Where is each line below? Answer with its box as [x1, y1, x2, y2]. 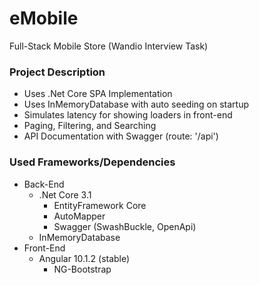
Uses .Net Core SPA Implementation [23, 88, 173, 100]
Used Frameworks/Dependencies [9, 155, 176, 169]
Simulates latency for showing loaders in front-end [23, 109, 233, 121]
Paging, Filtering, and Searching [23, 120, 157, 132]
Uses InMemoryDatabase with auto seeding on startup [23, 98, 250, 111]
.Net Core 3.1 [38, 188, 92, 201]
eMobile [9, 7, 79, 30]
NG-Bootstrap [53, 263, 112, 275]
